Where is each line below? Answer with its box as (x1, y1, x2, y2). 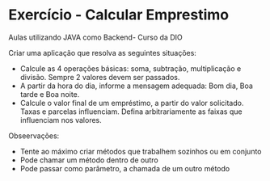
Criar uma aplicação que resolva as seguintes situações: (8, 48, 196, 57)
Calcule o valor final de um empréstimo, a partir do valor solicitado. (19, 98, 244, 107)
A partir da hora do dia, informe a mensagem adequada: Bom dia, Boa (19, 81, 253, 90)
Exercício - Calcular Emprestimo (8, 6, 229, 24)
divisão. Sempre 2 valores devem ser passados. (19, 72, 180, 82)
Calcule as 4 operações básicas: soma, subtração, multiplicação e (19, 63, 242, 74)
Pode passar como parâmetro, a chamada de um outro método (19, 163, 230, 173)
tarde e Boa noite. (19, 89, 80, 99)
